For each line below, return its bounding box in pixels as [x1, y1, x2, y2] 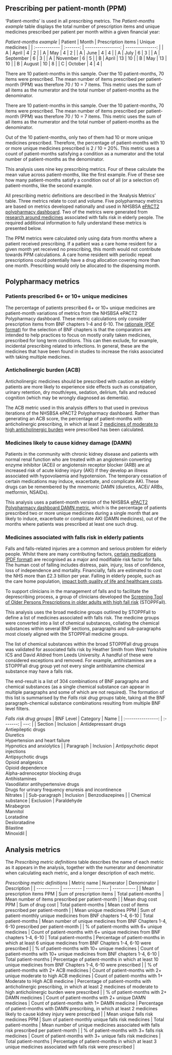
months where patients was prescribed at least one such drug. [5, 521, 138, 527]
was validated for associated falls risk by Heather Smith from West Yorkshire [5, 647, 167, 653]
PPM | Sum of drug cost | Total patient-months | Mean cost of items [5, 902, 149, 908]
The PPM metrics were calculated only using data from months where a [5, 235, 157, 241]
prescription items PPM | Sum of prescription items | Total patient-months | [5, 891, 164, 897]
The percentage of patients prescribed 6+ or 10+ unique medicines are [5, 305, 156, 311]
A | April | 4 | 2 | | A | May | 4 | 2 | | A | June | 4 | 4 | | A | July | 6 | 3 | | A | [5, 49, 160, 56]
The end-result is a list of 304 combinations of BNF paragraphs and [5, 678, 149, 685]
